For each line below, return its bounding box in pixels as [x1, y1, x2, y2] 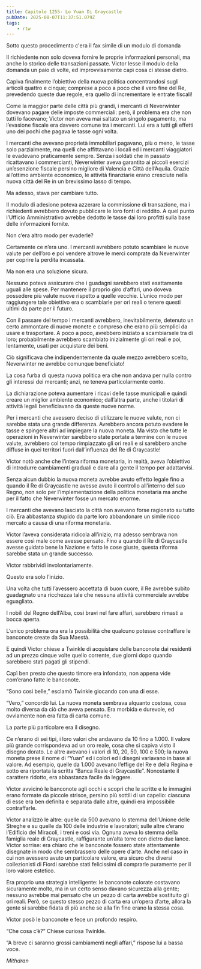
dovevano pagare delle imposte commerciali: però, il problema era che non [6, 109, 191, 116]
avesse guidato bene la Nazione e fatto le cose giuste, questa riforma [6, 544, 178, 551]
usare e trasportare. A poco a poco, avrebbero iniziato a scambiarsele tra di [6, 330, 193, 337]
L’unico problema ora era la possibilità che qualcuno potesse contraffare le [6, 627, 191, 635]
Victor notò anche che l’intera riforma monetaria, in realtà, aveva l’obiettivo [6, 457, 191, 465]
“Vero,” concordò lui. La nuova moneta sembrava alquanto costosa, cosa [6, 699, 187, 707]
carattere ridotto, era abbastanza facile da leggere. [6, 774, 132, 781]
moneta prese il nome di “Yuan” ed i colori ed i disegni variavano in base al [6, 755, 191, 762]
